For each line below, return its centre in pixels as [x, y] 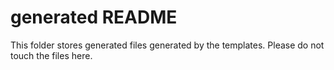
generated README [94, 17]
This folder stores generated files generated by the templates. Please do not [167, 45]
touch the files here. [51, 55]
